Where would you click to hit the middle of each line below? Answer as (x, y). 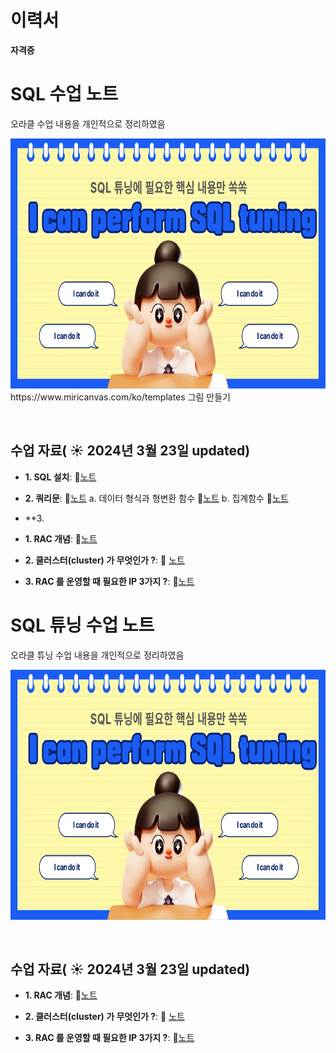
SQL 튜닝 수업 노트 (82, 625)
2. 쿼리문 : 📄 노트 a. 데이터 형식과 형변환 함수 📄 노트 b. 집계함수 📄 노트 (156, 498)
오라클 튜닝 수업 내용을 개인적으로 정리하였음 (97, 655)
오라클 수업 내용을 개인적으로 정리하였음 (88, 123)
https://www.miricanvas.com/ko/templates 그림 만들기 (120, 397)
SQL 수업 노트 (64, 94)
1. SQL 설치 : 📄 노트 (60, 477)
